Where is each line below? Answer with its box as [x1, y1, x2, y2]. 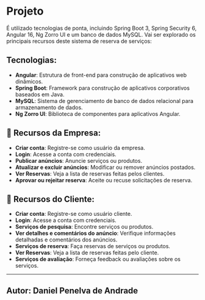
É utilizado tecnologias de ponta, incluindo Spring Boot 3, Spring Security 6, [6, 24, 197, 32]
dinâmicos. [15, 77, 43, 85]
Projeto [6, 4, 44, 18]
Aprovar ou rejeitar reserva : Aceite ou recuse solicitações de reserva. [15, 176, 193, 184]
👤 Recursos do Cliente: [6, 194, 95, 204]
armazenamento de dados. [15, 104, 84, 111]
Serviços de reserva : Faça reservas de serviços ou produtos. [15, 243, 171, 250]
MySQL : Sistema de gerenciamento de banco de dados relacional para [15, 97, 194, 104]
